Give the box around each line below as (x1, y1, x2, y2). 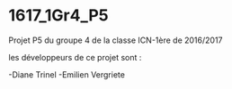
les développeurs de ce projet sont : (8, 52, 142, 62)
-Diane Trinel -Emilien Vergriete (8, 69, 125, 80)
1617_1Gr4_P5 (8, 5, 109, 26)
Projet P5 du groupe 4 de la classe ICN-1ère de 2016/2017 (8, 35, 223, 45)
